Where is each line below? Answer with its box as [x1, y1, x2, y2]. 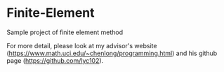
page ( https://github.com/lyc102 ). [6, 56, 104, 64]
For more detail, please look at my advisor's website [6, 41, 157, 50]
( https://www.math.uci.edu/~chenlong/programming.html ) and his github [6, 49, 218, 57]
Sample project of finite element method [6, 28, 124, 36]
